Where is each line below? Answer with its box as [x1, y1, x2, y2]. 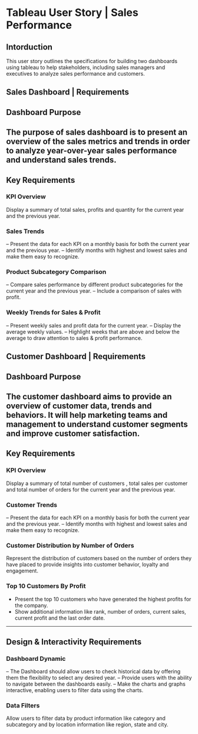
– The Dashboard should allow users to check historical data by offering [6, 668, 181, 675]
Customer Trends [6, 500, 58, 509]
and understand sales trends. [6, 155, 117, 165]
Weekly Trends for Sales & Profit [6, 309, 101, 317]
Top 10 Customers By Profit [6, 582, 87, 590]
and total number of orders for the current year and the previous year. [6, 486, 176, 493]
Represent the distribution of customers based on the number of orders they [6, 555, 192, 562]
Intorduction [6, 42, 53, 52]
